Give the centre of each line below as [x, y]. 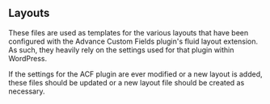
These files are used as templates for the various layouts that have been [129, 32]
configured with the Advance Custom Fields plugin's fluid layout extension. [133, 41]
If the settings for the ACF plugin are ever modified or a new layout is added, [135, 74]
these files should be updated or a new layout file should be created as [127, 82]
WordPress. [28, 58]
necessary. [27, 91]
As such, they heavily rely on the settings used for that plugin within [121, 50]
